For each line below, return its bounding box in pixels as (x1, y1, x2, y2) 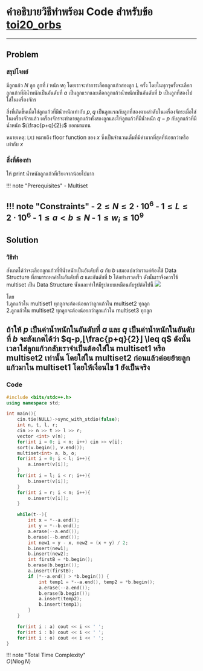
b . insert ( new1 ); (28, 545, 69, 551)
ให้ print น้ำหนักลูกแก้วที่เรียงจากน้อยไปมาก (6, 170, 95, 177)
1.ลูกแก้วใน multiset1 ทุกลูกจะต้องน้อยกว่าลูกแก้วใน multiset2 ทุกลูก (6, 300, 150, 307)
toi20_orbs (6, 18, 62, 32)
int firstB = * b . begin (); (28, 557, 94, 563)
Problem (6, 50, 39, 60)
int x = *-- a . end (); (28, 517, 80, 524)
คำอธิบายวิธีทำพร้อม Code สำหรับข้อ (6, 5, 153, 19)
